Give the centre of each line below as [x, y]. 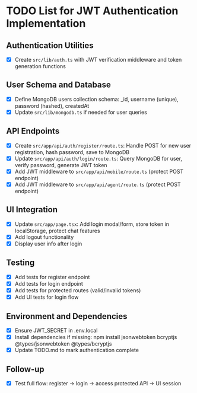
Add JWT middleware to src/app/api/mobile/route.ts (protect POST [99, 171]
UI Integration [32, 210]
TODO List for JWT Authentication [92, 11]
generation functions [40, 66]
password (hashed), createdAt [52, 106]
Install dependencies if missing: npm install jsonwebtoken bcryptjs [96, 337]
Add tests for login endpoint [49, 283]
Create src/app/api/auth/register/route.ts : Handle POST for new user [103, 145]
